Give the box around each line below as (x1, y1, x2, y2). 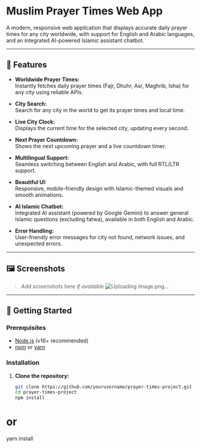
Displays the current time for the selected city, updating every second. (14, 124, 189, 131)
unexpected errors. (14, 240, 63, 247)
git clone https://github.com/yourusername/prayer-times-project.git (14, 384, 193, 390)
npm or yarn (14, 344, 45, 351)
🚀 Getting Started (6, 305, 72, 315)
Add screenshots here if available (20, 282, 105, 290)
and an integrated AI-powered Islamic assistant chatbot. (6, 37, 145, 44)
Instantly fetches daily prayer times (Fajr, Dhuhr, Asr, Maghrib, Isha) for (14, 82, 190, 89)
